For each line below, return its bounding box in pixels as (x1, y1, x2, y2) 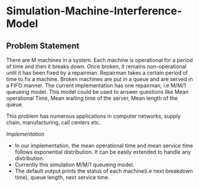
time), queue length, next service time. (14, 174, 110, 180)
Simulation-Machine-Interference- (6, 4, 182, 18)
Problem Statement (6, 41, 80, 51)
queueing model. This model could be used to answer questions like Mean (6, 88, 189, 95)
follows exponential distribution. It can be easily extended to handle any (14, 148, 191, 155)
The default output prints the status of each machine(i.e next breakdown (14, 167, 194, 174)
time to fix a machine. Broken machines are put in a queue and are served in (6, 76, 193, 82)
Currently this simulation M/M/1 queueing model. (14, 161, 135, 168)
